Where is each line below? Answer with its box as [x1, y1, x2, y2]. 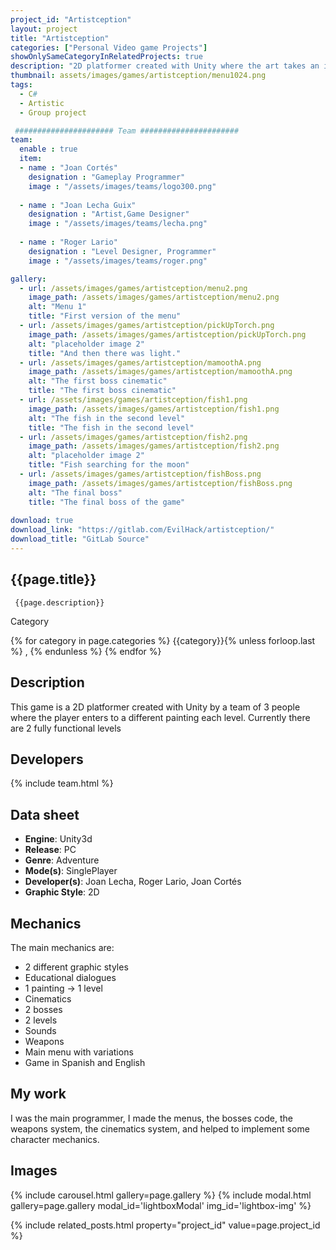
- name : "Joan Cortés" [19, 163, 118, 173]
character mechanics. [10, 1133, 100, 1145]
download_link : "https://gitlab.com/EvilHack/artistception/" [10, 525, 275, 535]
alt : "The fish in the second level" [28, 413, 186, 423]
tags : [10, 80, 33, 90]
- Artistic [19, 98, 65, 108]
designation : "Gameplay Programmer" [28, 172, 186, 182]
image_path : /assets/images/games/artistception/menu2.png [28, 292, 280, 303]
